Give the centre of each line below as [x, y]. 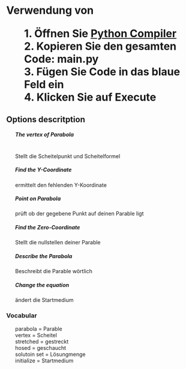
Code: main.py [61, 59]
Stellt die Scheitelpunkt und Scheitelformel [67, 156]
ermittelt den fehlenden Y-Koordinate [61, 185]
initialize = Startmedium [44, 361]
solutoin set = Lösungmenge [50, 354]
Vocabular [22, 316]
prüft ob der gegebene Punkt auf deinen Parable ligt [79, 214]
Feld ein [44, 85]
